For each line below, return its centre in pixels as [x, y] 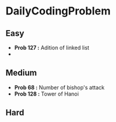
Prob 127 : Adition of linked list [52, 47]
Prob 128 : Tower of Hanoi [46, 94]
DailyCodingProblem [58, 11]
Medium [21, 73]
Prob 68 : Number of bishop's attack [59, 87]
